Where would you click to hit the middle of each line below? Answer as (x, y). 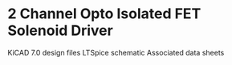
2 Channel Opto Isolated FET (104, 14)
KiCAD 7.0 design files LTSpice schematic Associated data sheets (116, 52)
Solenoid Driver (60, 31)
